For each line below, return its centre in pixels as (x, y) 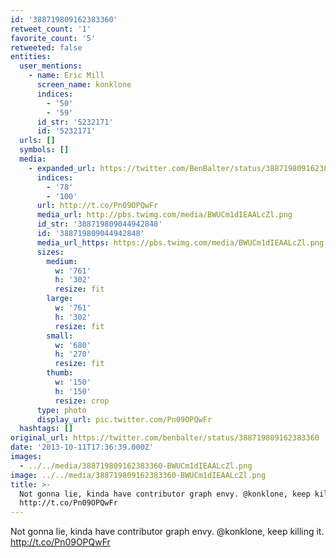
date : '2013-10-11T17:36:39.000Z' (82, 447)
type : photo (61, 410)
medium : (62, 261)
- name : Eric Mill (66, 76)
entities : (31, 57)
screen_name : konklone (84, 85)
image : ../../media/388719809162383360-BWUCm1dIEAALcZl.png (138, 475)
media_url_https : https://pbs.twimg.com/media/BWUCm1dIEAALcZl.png (180, 242)
